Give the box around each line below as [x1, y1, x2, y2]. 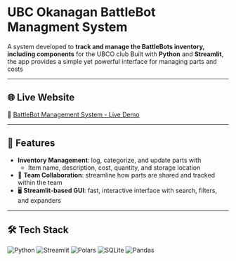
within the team [17, 178, 63, 187]
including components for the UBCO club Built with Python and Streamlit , [7, 50, 224, 58]
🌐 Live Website [7, 92, 75, 104]
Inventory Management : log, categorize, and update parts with [17, 156, 202, 164]
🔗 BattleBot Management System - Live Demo [7, 110, 140, 119]
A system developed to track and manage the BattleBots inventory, [7, 42, 205, 51]
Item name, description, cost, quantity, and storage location [27, 163, 201, 172]
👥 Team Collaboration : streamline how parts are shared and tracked [17, 170, 216, 179]
